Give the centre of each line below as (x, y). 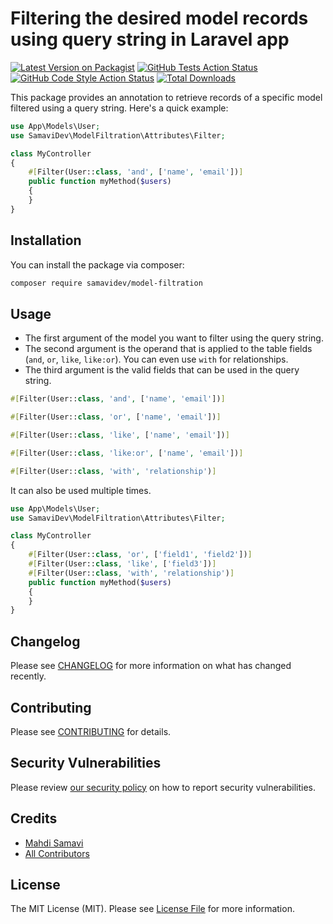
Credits (34, 818)
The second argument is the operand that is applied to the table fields (168, 349)
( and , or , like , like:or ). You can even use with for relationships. (156, 359)
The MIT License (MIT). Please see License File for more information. (152, 909)
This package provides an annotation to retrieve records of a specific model (166, 97)
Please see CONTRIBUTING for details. (91, 731)
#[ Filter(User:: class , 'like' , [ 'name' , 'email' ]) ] (120, 435)
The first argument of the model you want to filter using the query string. (174, 338)
